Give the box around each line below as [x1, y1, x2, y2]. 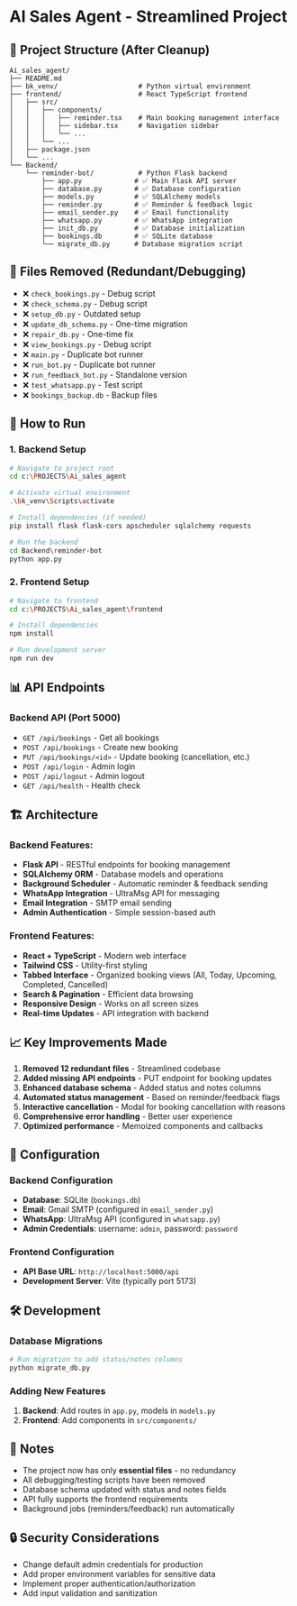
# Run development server [9, 646, 106, 655]
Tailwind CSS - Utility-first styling [22, 959, 148, 970]
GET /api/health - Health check [22, 780, 141, 791]
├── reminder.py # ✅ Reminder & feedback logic [41, 200, 254, 209]
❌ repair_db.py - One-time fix [22, 328, 134, 339]
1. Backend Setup [9, 444, 87, 456]
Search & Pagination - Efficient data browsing [22, 988, 193, 999]
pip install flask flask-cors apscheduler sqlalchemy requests [9, 521, 252, 530]
